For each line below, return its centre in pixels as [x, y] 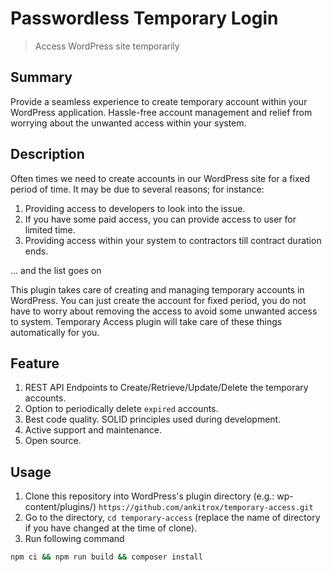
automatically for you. [55, 332]
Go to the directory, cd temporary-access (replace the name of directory [172, 518]
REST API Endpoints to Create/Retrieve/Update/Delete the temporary [166, 388]
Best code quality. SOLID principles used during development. [153, 419]
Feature [35, 363]
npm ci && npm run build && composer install [106, 557]
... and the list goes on [56, 270]
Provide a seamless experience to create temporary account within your [159, 101]
